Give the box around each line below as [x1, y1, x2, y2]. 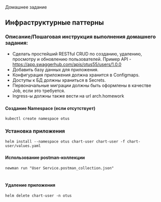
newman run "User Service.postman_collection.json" [5, 166, 114, 171]
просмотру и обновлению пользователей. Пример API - [12, 56, 131, 62]
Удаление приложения [5, 182, 55, 188]
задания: [5, 40, 28, 47]
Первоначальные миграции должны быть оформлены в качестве [12, 82, 152, 88]
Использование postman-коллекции [5, 154, 85, 160]
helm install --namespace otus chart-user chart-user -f [5, 139, 125, 144]
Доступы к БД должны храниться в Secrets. [12, 77, 106, 83]
